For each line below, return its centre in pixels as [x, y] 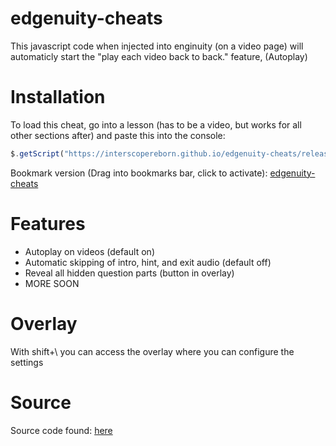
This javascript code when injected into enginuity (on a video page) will [157, 46]
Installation [58, 97]
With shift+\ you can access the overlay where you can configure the [152, 351]
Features [48, 223]
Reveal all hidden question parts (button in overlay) [129, 273]
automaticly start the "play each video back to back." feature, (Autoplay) [159, 56]
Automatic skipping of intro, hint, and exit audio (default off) [148, 262]
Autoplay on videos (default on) [89, 251]
